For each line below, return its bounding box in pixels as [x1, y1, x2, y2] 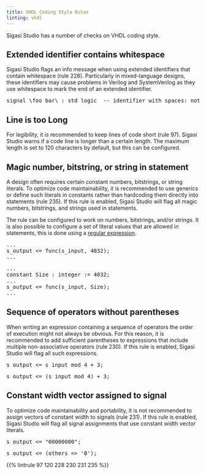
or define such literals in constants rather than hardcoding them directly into [6, 191, 199, 199]
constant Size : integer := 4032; [6, 271, 110, 278]
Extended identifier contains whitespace [6, 49, 166, 60]
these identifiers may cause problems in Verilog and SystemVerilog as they [6, 79, 196, 86]
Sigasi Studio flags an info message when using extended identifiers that [6, 66, 191, 73]
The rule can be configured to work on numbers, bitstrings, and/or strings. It [6, 216, 199, 223]
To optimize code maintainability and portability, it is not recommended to [6, 406, 192, 414]
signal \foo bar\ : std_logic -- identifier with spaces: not [6, 97, 200, 105]
